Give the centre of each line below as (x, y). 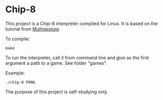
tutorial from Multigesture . (33, 29)
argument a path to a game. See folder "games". (56, 63)
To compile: (18, 39)
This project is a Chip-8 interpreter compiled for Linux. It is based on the (81, 23)
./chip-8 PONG (21, 82)
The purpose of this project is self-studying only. (57, 92)
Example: (15, 73)
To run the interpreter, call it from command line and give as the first (77, 58)
